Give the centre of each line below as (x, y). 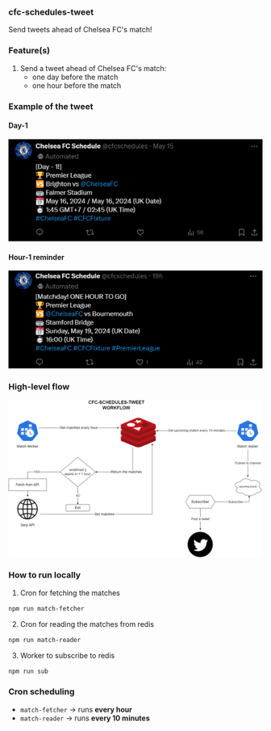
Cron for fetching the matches (70, 593)
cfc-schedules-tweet (51, 12)
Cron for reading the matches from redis (87, 624)
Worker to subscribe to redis (67, 655)
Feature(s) (29, 51)
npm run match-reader (45, 640)
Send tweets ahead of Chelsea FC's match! (80, 30)
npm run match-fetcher (46, 608)
